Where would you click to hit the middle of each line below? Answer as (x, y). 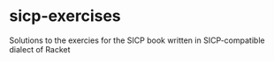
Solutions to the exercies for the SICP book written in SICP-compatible (137, 40)
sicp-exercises (65, 16)
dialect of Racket (40, 49)
